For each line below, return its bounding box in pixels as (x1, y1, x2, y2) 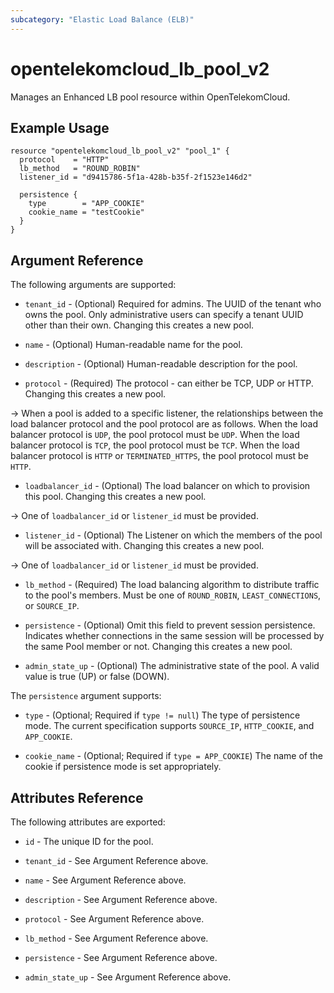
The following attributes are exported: (10, 816, 166, 828)
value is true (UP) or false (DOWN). (24, 671, 170, 683)
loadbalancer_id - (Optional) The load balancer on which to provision (24, 480, 311, 492)
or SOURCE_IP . (24, 600, 80, 612)
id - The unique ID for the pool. (24, 836, 154, 847)
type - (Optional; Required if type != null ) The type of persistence (24, 709, 301, 721)
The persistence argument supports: (10, 690, 162, 702)
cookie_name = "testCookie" (28, 207, 145, 218)
